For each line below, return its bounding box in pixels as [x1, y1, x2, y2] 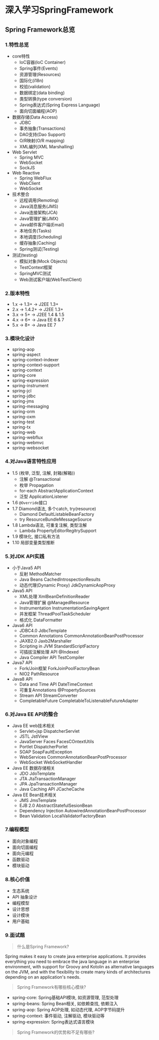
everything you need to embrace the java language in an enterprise [5, 959, 140, 964]
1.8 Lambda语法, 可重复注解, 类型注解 [12, 522, 87, 528]
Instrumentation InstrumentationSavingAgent [19, 605, 109, 611]
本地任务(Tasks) [19, 228, 52, 234]
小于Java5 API [12, 565, 41, 571]
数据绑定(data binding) [19, 90, 65, 96]
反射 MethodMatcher [19, 571, 62, 577]
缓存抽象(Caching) [19, 240, 57, 246]
